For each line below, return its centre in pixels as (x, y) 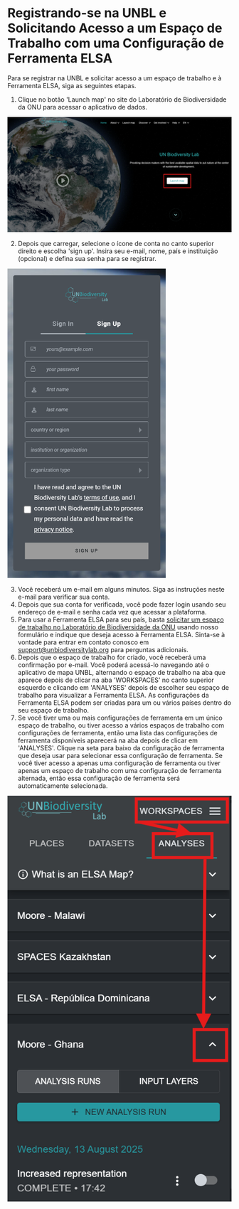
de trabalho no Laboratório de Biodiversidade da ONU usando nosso (118, 627)
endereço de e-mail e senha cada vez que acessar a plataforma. (112, 612)
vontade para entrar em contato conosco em (83, 642)
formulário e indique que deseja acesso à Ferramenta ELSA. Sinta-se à (121, 634)
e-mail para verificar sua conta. (64, 597)
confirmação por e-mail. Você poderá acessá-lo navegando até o (113, 665)
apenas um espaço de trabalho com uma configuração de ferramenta (119, 770)
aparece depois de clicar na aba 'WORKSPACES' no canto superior (116, 680)
